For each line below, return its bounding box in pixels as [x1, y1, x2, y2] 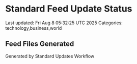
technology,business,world [5, 25, 62, 31]
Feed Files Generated [5, 40, 74, 48]
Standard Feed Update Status [5, 3, 132, 15]
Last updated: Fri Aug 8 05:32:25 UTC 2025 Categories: [5, 20, 123, 26]
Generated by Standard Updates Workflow [5, 53, 95, 59]
